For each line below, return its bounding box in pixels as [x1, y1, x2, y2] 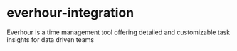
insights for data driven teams [6, 35, 94, 43]
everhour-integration [6, 5, 135, 21]
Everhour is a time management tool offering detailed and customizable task [6, 28, 231, 36]
